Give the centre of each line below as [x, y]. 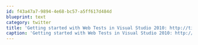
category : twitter [29, 22]
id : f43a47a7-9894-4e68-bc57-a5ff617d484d [59, 11]
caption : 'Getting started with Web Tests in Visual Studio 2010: [89, 33]
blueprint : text [26, 17]
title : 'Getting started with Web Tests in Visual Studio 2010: [87, 28]
